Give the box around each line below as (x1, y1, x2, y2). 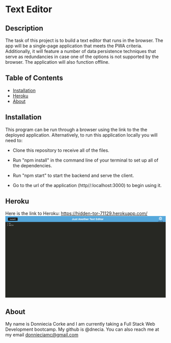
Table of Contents (5, 74, 64, 83)
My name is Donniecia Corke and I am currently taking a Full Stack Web (5, 321, 155, 327)
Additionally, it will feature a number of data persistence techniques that (5, 48, 156, 54)
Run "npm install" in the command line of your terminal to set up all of (12, 157, 159, 163)
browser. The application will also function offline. (5, 59, 110, 65)
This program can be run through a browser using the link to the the (5, 126, 148, 133)
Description (5, 24, 43, 33)
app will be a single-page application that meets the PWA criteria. (5, 43, 142, 49)
